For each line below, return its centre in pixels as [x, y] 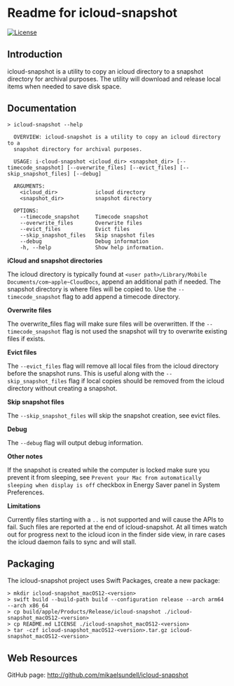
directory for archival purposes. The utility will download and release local [114, 79]
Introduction [35, 54]
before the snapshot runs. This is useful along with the [86, 373]
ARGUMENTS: [29, 186]
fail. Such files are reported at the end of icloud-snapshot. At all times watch [117, 527]
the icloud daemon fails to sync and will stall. [72, 541]
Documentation [42, 108]
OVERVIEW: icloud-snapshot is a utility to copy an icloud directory [117, 137]
